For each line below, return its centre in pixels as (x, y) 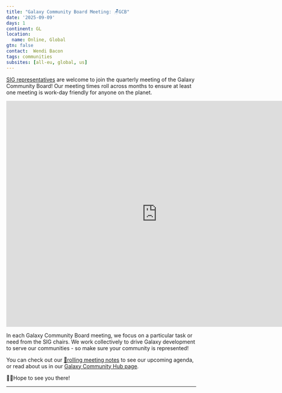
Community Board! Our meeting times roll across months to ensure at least (99, 86)
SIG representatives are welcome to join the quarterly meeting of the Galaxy (100, 80)
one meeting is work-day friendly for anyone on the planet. (79, 92)
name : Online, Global (39, 40)
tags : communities (29, 57)
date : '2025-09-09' (31, 17)
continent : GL (24, 29)
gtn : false (20, 46)
